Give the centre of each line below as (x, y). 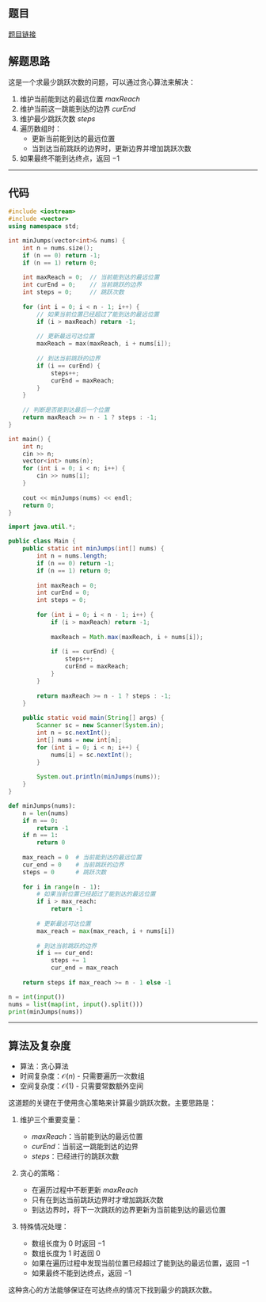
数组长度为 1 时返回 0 (66, 1254)
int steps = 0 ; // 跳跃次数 (73, 292)
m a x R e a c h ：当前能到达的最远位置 (87, 1136)
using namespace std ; (44, 227)
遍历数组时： (40, 128)
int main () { (30, 439)
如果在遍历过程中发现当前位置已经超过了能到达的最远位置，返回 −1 (140, 1263)
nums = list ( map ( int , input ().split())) (76, 1004)
